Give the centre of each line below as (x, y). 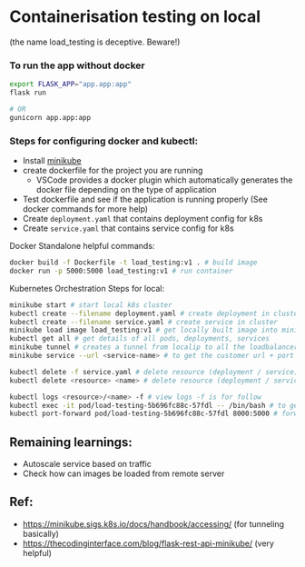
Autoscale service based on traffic (87, 464)
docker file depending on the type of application (126, 190)
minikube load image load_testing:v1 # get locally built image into (144, 330)
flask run (28, 93)
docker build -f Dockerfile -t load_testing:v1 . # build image (133, 263)
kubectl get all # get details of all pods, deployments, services (140, 339)
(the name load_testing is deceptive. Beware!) (95, 42)
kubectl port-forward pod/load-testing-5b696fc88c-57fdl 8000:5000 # (144, 414)
